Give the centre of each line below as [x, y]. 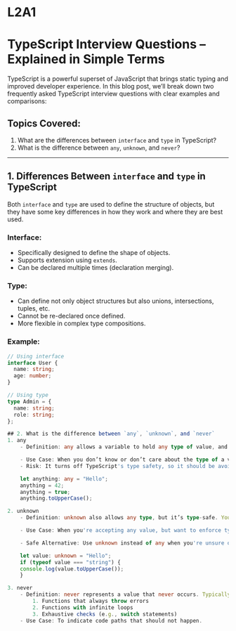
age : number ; [33, 376]
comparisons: [27, 101]
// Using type [28, 395]
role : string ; [34, 415]
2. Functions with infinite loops [83, 607]
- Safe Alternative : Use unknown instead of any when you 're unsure [122, 543]
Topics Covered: [44, 123]
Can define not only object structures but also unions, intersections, [116, 301]
